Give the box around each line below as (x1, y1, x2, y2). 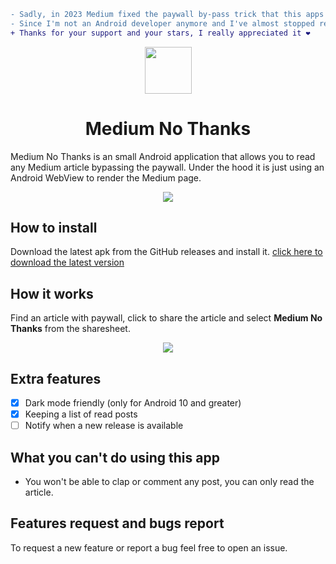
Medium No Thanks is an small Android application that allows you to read (10, 150, 316, 162)
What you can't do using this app (10, 449, 220, 466)
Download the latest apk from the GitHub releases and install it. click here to (10, 246, 323, 258)
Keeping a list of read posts (24, 408, 138, 420)
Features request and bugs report (10, 515, 225, 532)
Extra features (10, 370, 102, 387)
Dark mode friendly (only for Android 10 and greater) (24, 397, 242, 409)
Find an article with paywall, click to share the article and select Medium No (10, 312, 323, 324)
